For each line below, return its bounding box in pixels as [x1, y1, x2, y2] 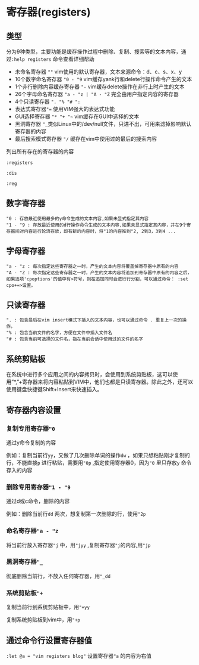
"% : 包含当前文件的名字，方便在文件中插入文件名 [6, 330, 113, 336]
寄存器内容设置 [6, 405, 61, 415]
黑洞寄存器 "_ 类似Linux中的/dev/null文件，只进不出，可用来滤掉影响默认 [14, 120, 192, 127]
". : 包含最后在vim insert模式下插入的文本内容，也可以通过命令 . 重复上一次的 [6, 317, 182, 323]
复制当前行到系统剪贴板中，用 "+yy [6, 604, 90, 611]
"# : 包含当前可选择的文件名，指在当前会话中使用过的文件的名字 [6, 336, 144, 342]
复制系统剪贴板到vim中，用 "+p [6, 616, 81, 623]
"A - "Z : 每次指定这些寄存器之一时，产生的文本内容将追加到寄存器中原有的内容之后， [6, 270, 192, 276]
